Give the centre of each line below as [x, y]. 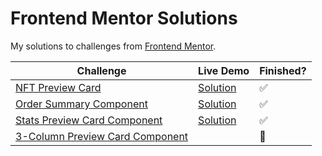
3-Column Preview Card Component [102, 136]
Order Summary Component [81, 104]
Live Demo [224, 70]
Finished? [283, 70]
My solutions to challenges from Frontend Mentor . [113, 46]
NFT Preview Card [58, 87]
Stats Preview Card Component [89, 120]
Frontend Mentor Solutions [124, 18]
